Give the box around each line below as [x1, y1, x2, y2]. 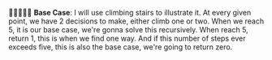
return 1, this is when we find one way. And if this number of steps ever [8, 33, 246, 43]
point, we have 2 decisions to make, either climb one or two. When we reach [8, 16, 265, 26]
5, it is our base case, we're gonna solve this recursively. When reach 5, [8, 25, 249, 34]
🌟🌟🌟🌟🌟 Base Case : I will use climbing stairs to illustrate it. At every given [8, 8, 252, 17]
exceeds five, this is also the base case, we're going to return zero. [8, 42, 233, 52]
